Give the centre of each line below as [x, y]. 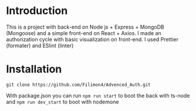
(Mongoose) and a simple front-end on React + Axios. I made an [84, 33]
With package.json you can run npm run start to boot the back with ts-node [98, 95]
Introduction [37, 11]
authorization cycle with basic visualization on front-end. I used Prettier [92, 39]
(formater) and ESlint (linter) [40, 46]
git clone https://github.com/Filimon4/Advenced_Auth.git [78, 85]
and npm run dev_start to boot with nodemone [62, 102]
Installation [34, 69]
